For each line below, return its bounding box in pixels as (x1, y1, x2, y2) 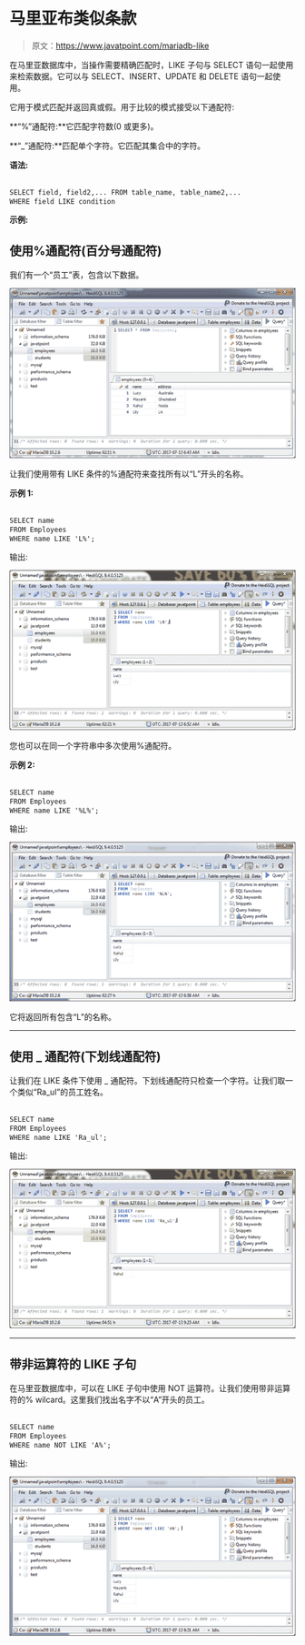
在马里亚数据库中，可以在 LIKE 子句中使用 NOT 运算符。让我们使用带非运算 (9, 1382, 291, 1393)
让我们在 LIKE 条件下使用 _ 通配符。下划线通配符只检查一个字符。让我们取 (9, 1075, 286, 1085)
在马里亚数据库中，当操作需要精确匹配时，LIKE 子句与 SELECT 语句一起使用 (9, 59, 294, 70)
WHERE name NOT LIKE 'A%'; (9, 1440, 112, 1449)
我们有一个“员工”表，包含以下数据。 (9, 269, 144, 280)
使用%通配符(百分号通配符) (9, 243, 162, 259)
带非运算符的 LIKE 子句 (9, 1357, 137, 1372)
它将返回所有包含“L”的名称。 (9, 1011, 116, 1022)
